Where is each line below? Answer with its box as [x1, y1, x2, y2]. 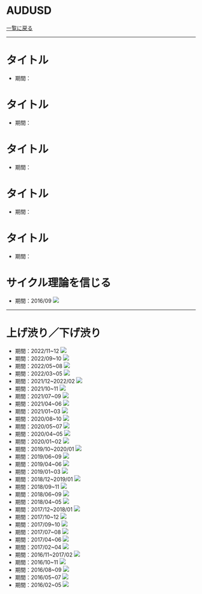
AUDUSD [6, 4, 52, 18]
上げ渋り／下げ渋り [6, 326, 102, 340]
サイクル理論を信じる [6, 276, 111, 290]
